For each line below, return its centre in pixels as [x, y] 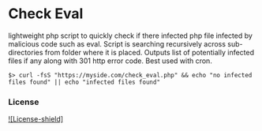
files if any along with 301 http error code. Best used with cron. [110, 61]
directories [26, 52]
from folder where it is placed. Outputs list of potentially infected [150, 52]
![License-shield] [36, 119]
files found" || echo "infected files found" [84, 82]
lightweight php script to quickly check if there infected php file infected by [130, 36]
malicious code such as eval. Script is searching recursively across [117, 43]
